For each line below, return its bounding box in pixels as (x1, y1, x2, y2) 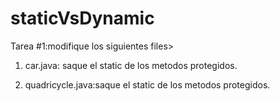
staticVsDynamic (10, 7, 155, 30)
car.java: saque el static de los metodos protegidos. (24, 59, 238, 71)
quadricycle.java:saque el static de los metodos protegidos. (24, 78, 271, 91)
